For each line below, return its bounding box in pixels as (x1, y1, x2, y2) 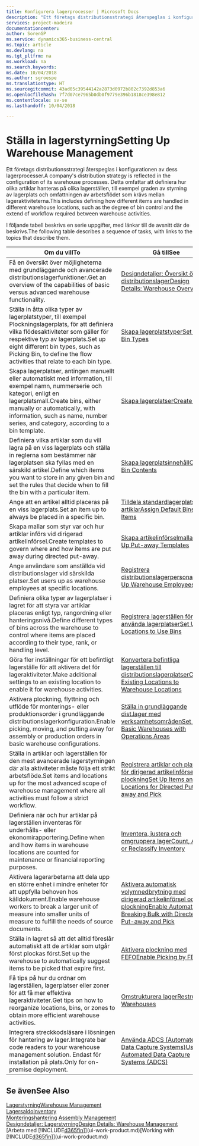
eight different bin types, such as (9, 343, 101, 351)
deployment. (33, 1066, 68, 1074)
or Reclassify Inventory (121, 844, 185, 853)
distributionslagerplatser (121, 671, 190, 679)
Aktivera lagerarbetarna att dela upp (9, 873, 110, 881)
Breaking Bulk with (121, 910, 174, 918)
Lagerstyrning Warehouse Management (6, 1101, 102, 1109)
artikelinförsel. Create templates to (9, 537, 104, 546)
